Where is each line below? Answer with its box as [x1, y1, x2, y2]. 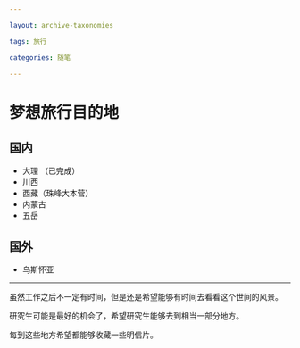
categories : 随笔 [9, 53, 71, 62]
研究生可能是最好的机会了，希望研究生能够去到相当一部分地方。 [9, 311, 244, 321]
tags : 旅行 [9, 37, 47, 46]
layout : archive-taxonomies [9, 21, 114, 29]
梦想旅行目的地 [9, 102, 120, 122]
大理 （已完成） [21, 166, 80, 177]
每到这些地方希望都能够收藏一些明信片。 [9, 329, 158, 340]
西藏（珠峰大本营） [21, 188, 94, 199]
